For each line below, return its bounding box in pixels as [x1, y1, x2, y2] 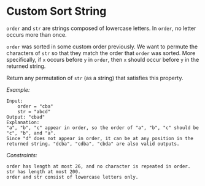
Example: [6, 86, 30, 93]
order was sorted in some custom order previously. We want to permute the [6, 43, 198, 50]
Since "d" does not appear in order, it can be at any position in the [6, 135, 193, 141]
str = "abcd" [17, 108, 51, 114]
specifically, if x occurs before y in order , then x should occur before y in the [6, 56, 199, 63]
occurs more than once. [6, 31, 67, 38]
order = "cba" [17, 103, 53, 110]
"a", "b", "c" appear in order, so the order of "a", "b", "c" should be [6, 124, 199, 131]
